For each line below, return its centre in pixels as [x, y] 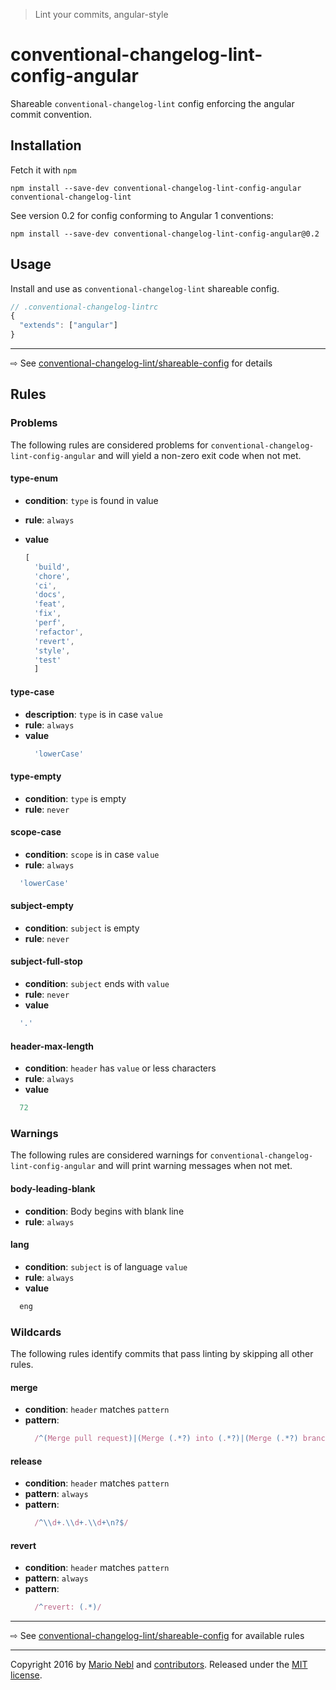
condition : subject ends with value [97, 984]
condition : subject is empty [82, 928]
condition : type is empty [75, 798]
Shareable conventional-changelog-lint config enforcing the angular [152, 103]
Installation [46, 145]
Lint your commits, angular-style [101, 14]
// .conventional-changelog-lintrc [84, 307]
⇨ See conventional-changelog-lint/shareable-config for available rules [157, 1636]
